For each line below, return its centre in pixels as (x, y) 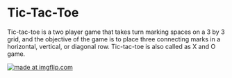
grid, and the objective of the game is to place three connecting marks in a (114, 39)
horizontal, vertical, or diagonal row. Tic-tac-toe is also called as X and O (111, 46)
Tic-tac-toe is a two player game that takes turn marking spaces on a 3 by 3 (116, 32)
